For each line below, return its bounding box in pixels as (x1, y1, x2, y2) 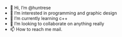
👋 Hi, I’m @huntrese (9, 5, 51, 10)
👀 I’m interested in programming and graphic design (9, 10, 117, 16)
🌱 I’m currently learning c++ (9, 15, 68, 21)
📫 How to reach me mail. (9, 26, 62, 32)
